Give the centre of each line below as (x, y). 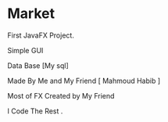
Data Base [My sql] (38, 65)
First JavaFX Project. (41, 35)
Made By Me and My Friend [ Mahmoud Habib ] (84, 81)
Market (31, 14)
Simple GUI (25, 50)
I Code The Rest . (35, 111)
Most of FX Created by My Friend (61, 95)
